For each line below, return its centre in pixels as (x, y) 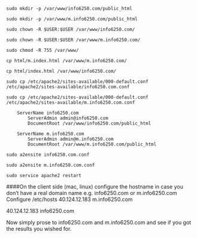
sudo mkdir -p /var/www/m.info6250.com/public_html (72, 19)
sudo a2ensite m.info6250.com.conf (51, 165)
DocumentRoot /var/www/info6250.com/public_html (90, 123)
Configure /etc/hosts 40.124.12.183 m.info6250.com (69, 199)
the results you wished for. (39, 229)
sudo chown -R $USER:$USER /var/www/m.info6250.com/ (73, 40)
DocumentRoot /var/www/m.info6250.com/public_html (92, 144)
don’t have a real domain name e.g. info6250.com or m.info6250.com (92, 193)
